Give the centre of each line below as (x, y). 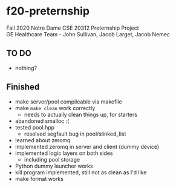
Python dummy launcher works (54, 166)
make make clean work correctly (55, 108)
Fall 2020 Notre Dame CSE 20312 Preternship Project (73, 28)
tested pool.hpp (35, 127)
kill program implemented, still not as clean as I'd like (81, 172)
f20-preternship (48, 11)
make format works (39, 179)
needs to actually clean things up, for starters (81, 114)
